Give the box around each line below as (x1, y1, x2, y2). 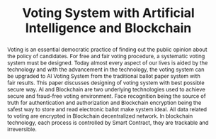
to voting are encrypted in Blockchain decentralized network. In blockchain (6, 112, 193, 120)
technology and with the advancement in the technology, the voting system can (6, 65, 205, 73)
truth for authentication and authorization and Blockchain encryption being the (6, 99, 202, 106)
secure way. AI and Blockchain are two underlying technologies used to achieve (6, 85, 205, 93)
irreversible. (6, 126, 37, 133)
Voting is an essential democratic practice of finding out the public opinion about (6, 45, 208, 53)
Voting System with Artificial (22, 5, 195, 21)
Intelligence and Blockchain (25, 20, 192, 36)
